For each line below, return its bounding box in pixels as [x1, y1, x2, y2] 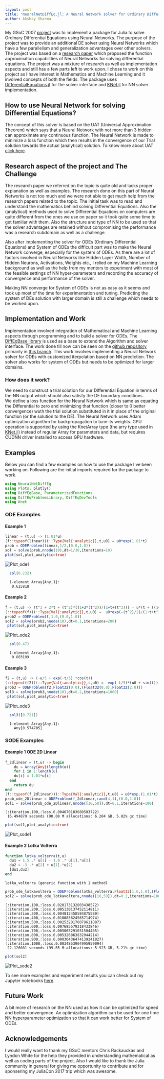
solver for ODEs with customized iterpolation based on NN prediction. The [5, 354, 154, 360]
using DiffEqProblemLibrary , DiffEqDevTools [5, 495, 97, 500]
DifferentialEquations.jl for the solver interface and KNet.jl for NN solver [5, 82, 149, 88]
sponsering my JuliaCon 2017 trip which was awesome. [5, 1068, 117, 1074]
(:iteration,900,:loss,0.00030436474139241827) [5, 936, 104, 942]
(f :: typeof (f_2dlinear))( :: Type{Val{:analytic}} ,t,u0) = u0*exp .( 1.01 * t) [5, 791, 159, 796]
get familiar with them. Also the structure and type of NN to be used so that [5, 219, 157, 225]
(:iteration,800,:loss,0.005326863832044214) [5, 933, 99, 937]
